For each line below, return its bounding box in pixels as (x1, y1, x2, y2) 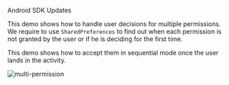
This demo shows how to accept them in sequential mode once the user (7, 49, 219, 57)
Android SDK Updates (7, 6, 72, 14)
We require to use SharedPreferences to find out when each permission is (7, 28, 222, 35)
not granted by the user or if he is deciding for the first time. (7, 35, 183, 43)
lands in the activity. (7, 56, 66, 64)
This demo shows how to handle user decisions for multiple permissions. (7, 20, 221, 28)
